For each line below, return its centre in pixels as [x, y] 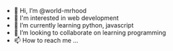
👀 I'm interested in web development [66, 18]
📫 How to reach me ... [46, 40]
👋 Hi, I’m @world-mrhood [50, 11]
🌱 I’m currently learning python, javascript [74, 25]
